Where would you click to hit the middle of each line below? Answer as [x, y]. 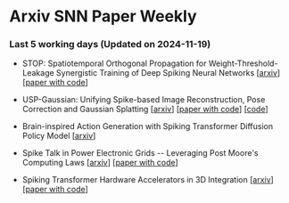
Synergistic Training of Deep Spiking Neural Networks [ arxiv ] [169, 73]
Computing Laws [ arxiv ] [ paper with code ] [100, 163]
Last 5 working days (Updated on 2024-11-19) [110, 45]
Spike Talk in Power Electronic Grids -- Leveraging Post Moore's [140, 153]
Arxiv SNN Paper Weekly [103, 16]
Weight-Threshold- [243, 63]
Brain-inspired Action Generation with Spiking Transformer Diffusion [148, 126]
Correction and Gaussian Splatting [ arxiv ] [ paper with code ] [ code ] [145, 110]
